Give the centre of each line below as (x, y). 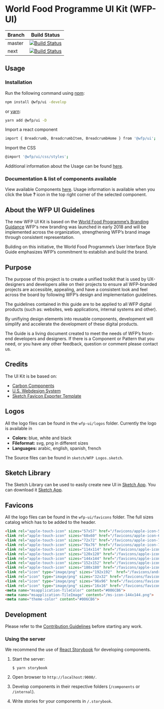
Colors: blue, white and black (42, 438)
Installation (19, 83)
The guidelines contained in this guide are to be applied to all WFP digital (78, 304)
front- (148, 334)
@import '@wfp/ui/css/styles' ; (37, 157)
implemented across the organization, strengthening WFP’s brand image (78, 232)
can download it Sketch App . (34, 490)
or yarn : (13, 111)
